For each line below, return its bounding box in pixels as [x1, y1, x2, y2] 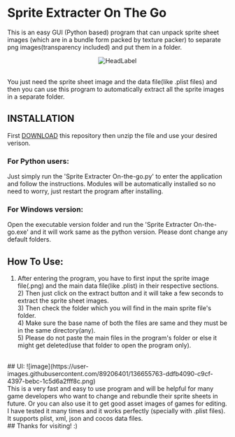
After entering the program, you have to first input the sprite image [17, 275, 210, 283]
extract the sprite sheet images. [17, 296, 110, 305]
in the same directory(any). [17, 326, 96, 335]
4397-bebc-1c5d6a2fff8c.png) [7, 377, 96, 386]
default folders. [7, 235, 51, 244]
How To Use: [7, 256, 64, 268]
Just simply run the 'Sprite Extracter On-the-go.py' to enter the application [7, 172, 222, 181]
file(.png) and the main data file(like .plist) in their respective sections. [17, 282, 219, 290]
